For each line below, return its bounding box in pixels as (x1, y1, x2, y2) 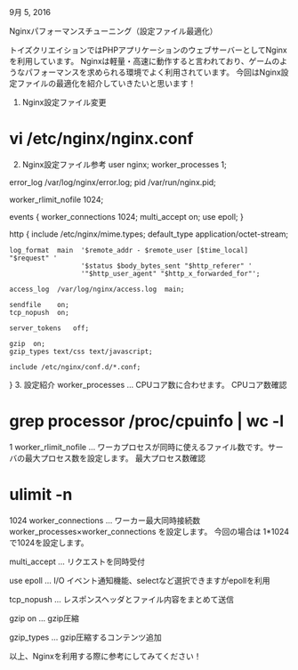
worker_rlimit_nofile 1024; (9, 194, 104, 205)
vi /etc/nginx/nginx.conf (9, 129, 194, 149)
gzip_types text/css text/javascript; (9, 347, 153, 356)
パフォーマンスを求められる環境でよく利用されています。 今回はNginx (24, 67, 282, 77)
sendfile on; (9, 300, 69, 309)
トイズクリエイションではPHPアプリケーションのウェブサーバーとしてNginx (9, 44, 287, 55)
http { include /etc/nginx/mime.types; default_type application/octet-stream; (9, 229, 289, 239)
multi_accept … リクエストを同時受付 (9, 556, 145, 567)
